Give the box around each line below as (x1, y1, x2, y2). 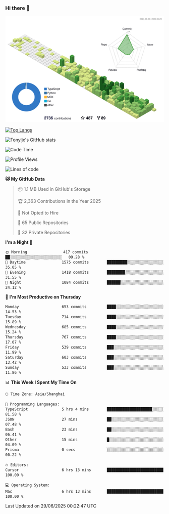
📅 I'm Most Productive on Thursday (5, 294, 81, 300)
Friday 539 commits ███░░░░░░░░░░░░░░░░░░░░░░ (5, 345, 164, 350)
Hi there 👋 (5, 5, 30, 12)
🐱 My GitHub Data (5, 176, 45, 182)
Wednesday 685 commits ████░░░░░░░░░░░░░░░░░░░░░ (5, 325, 164, 330)
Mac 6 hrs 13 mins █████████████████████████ (5, 489, 164, 494)
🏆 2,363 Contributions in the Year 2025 (17, 198, 101, 204)
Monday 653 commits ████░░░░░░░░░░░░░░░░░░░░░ (5, 305, 164, 310)
